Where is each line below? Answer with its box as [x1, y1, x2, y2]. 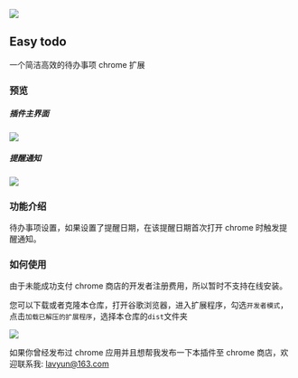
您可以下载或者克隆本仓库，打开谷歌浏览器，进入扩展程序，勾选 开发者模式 [9, 299, 281, 311]
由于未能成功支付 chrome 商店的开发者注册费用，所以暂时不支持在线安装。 [9, 280, 288, 291]
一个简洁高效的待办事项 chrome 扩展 [9, 59, 146, 70]
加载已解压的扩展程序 [25, 313, 93, 322]
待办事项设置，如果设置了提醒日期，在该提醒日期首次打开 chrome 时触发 [9, 222, 280, 232]
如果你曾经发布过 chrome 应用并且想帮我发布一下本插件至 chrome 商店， [9, 347, 282, 358]
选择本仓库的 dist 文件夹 [99, 311, 188, 322]
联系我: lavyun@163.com [16, 358, 110, 370]
